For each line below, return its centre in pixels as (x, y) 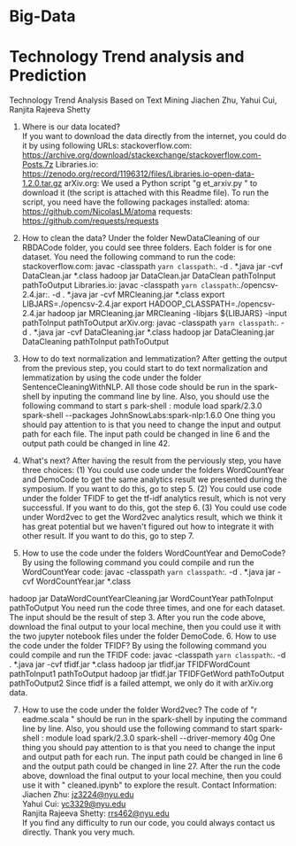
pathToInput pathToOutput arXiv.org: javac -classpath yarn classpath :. (150, 323)
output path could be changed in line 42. (96, 444)
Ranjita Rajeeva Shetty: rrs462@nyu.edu (95, 813)
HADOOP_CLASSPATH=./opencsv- (212, 304)
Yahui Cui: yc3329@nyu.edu (74, 804)
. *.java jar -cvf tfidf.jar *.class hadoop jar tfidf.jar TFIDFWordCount (129, 664)
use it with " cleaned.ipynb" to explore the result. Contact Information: (149, 785)
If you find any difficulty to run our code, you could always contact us (148, 823)
